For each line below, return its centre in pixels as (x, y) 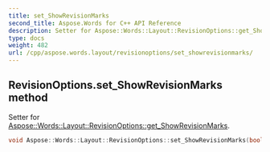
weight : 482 (28, 46)
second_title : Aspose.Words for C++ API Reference (95, 23)
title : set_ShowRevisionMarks (59, 16)
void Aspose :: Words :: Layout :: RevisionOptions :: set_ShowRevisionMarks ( (129, 140)
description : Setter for (50, 30)
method (28, 98)
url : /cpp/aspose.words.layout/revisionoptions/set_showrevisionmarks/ (131, 53)
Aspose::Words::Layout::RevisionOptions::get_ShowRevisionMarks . (119, 126)
